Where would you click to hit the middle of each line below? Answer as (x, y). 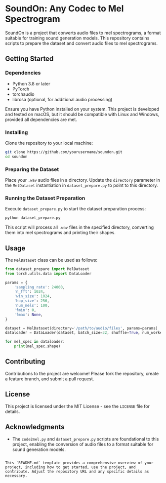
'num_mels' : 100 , (32, 306)
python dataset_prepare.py (33, 218)
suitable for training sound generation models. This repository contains (77, 38)
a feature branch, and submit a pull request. (50, 379)
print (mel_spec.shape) (37, 346)
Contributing (25, 362)
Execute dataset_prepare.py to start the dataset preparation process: (76, 209)
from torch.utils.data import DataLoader (48, 274)
